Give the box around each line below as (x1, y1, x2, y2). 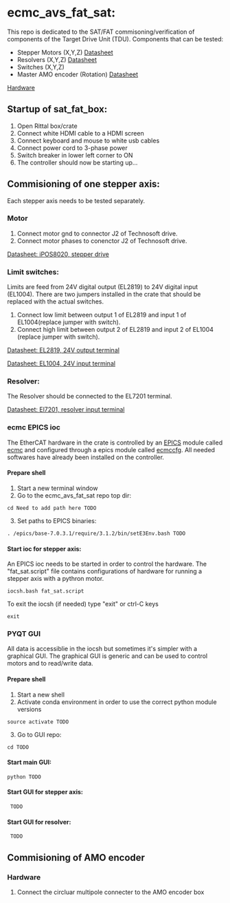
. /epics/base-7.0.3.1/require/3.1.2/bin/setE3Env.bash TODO (7, 530, 186, 537)
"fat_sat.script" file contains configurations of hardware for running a (7, 567, 203, 575)
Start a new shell (16, 690, 65, 699)
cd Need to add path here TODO (7, 504, 97, 511)
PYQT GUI (7, 629, 41, 639)
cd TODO (7, 743, 30, 751)
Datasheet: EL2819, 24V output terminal (7, 346, 120, 354)
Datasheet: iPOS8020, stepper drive (7, 250, 110, 258)
